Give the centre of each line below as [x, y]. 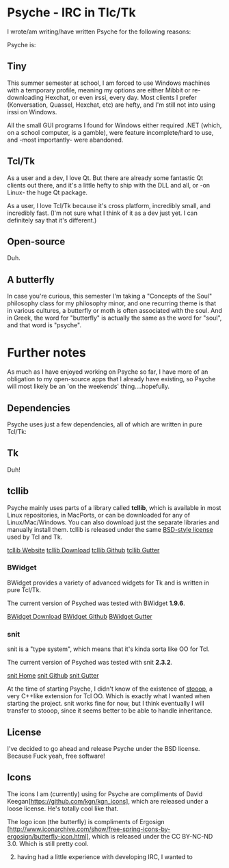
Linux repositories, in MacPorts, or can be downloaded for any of [98, 515]
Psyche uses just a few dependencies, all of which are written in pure [105, 424]
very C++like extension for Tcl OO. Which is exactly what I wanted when [109, 696]
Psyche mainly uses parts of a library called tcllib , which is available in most [114, 507]
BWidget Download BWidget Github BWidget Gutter [80, 616]
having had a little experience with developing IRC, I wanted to [105, 856]
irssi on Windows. [32, 112]
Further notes [47, 353]
